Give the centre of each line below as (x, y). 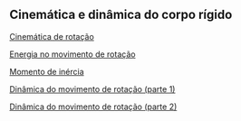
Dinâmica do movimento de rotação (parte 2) (93, 107)
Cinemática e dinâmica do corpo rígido (121, 15)
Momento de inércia (47, 71)
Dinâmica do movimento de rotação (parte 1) (92, 88)
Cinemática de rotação (52, 36)
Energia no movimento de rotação (72, 54)
